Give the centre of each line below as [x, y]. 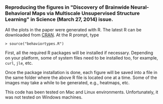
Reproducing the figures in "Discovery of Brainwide [67, 7]
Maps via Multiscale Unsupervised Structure [86, 13]
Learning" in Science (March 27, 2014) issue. [59, 19]
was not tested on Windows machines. [44, 97]
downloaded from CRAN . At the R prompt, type [52, 35]
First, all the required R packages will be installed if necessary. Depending [79, 53]
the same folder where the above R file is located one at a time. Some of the [81, 78]
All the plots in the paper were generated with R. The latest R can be [73, 30]
